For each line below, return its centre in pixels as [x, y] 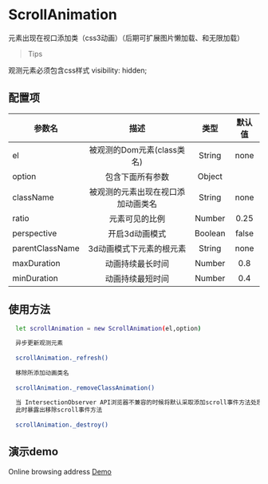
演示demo [33, 452]
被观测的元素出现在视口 [133, 192]
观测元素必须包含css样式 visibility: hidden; [78, 70]
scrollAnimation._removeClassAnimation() [85, 388]
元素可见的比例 [137, 219]
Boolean [210, 233]
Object [210, 176]
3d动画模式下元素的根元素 [137, 248]
